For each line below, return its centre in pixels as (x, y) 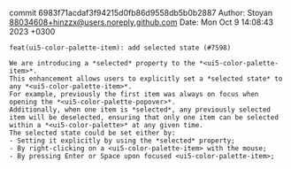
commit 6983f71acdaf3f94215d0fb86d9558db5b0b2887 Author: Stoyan (141, 13)
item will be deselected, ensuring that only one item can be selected (144, 118)
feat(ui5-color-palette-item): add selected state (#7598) (120, 48)
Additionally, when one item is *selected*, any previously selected (140, 110)
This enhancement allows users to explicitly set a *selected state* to (146, 79)
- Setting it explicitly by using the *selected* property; (123, 141)
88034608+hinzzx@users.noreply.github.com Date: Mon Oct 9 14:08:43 (142, 22)
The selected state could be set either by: (92, 133)
